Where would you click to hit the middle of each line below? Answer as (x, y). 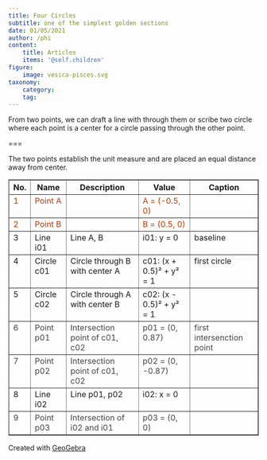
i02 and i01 (92, 428)
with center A (95, 271)
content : (23, 45)
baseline (210, 238)
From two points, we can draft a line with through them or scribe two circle (130, 119)
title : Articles (50, 53)
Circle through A (101, 294)
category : (39, 90)
